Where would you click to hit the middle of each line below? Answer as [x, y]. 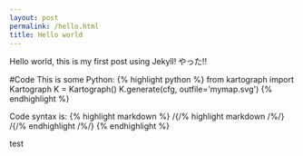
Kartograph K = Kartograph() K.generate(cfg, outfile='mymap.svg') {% [141, 89]
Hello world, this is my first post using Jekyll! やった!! [108, 62]
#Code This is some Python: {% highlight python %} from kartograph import [152, 80]
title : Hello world [46, 34]
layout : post [34, 18]
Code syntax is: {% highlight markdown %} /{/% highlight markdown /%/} [147, 117]
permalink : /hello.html [54, 26]
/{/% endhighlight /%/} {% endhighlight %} [90, 126]
